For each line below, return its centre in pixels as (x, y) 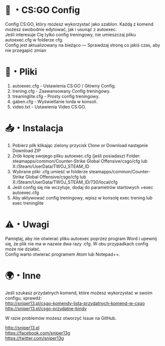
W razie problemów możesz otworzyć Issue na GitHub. (61, 318)
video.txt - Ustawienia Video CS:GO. (49, 107)
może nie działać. (23, 249)
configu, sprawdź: (23, 298)
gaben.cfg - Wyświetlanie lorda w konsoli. (55, 101)
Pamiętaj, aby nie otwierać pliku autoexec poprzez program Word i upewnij (81, 238)
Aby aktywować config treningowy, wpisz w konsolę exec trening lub (82, 197)
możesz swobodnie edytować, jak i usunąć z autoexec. (61, 29)
